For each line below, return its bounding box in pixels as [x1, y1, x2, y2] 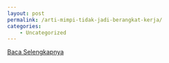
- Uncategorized [19, 29, 67, 36]
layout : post [7, 10, 45, 17]
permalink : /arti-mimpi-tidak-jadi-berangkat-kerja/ [7, 16, 163, 23]
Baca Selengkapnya [7, 48, 64, 56]
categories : [7, 23, 42, 29]
